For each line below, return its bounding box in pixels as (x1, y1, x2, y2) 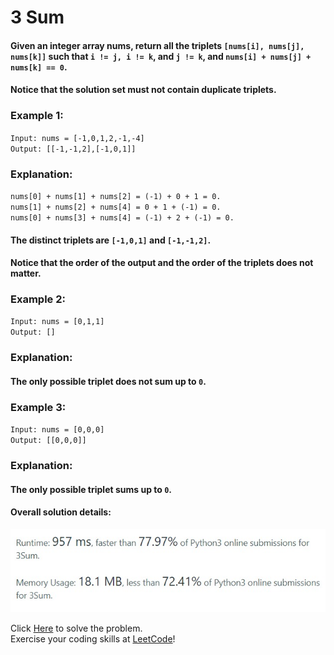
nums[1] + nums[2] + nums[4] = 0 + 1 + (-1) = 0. (10, 202, 222, 212)
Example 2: (10, 292, 66, 306)
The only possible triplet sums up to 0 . (10, 483, 173, 495)
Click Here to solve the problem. (10, 622, 143, 635)
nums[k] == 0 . (10, 61, 68, 73)
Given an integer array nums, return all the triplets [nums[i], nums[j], (10, 39, 305, 51)
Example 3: (10, 400, 67, 414)
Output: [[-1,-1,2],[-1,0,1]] (10, 144, 137, 154)
